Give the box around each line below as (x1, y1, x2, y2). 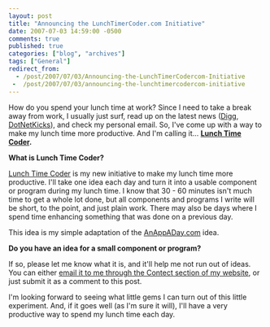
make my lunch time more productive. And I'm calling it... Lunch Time (8, 128, 242, 138)
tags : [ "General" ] (8, 58, 71, 66)
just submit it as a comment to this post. (8, 276, 142, 286)
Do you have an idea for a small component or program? (8, 243, 202, 253)
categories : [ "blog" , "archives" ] (8, 50, 126, 58)
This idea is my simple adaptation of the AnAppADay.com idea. (8, 227, 220, 237)
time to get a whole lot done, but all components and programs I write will (8, 194, 255, 204)
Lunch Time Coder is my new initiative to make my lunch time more (8, 168, 233, 178)
